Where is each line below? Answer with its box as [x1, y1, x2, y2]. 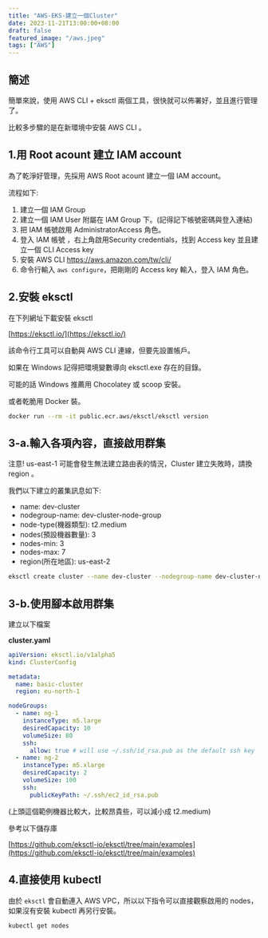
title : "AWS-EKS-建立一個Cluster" [8, 11, 118, 20]
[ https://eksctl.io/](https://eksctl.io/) [8, 329, 126, 338]
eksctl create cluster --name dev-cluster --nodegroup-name [8, 572, 213, 581]
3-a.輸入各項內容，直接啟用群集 [8, 436, 166, 449]
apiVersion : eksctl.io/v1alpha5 [8, 651, 116, 659]
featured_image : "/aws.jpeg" [8, 34, 105, 42]
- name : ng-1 [15, 710, 59, 718]
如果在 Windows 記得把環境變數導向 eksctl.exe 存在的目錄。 [8, 362, 206, 372]
